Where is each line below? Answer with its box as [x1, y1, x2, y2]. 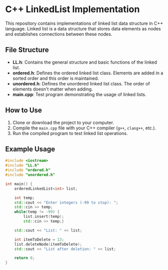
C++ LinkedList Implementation [5, 4, 140, 15]
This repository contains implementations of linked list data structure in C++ [5, 20, 163, 26]
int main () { [5, 181, 33, 187]
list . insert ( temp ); [23, 214, 65, 219]
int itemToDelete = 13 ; [14, 237, 65, 242]
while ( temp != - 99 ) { [14, 209, 60, 214]
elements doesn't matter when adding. [12, 86, 93, 92]
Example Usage [5, 145, 55, 153]
